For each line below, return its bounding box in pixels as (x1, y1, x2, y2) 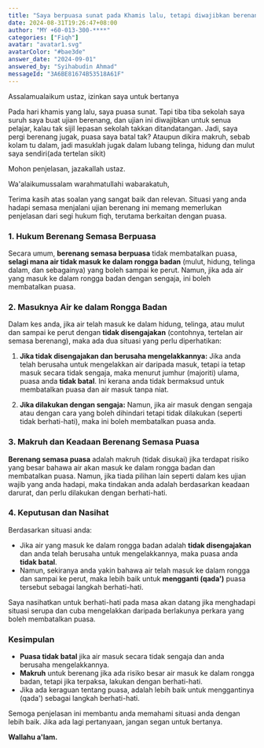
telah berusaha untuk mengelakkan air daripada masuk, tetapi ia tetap (19, 359, 246, 370)
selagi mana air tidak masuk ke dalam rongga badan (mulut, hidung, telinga (8, 256, 255, 266)
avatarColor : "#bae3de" (8, 48, 86, 56)
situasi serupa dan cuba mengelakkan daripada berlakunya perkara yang (8, 606, 245, 615)
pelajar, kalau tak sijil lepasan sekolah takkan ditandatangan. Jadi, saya (8, 123, 238, 133)
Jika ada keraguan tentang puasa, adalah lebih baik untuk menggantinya (19, 685, 255, 695)
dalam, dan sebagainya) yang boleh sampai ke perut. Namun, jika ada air (8, 265, 244, 275)
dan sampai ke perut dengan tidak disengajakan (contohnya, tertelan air (8, 328, 244, 337)
